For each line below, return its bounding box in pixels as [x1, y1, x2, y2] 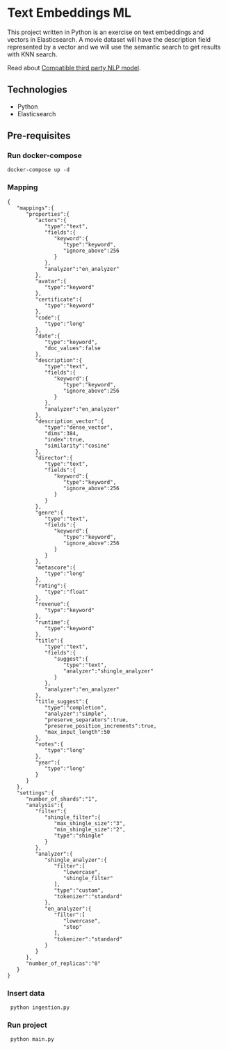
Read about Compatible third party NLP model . [7, 63, 141, 72]
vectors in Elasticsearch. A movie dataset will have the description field [7, 35, 211, 43]
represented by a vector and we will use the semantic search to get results [7, 42, 221, 51]
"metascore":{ [35, 564, 76, 571]
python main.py [10, 1036, 54, 1043]
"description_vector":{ [35, 418, 104, 425]
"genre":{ [35, 509, 64, 516]
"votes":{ [35, 740, 64, 748]
